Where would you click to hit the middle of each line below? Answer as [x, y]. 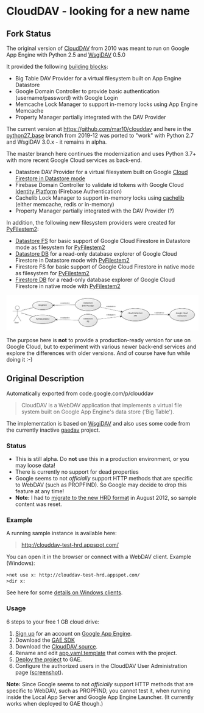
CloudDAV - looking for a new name [98, 11]
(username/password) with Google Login [66, 98]
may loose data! [35, 465]
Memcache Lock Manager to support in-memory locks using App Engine [106, 104]
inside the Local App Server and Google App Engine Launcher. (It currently [100, 697]
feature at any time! [40, 491]
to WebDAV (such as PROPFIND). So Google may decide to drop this [101, 485]
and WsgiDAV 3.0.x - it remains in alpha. [57, 142]
